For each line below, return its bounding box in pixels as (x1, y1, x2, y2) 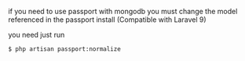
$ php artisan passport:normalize (8, 45, 122, 53)
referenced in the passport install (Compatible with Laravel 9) (8, 15, 207, 24)
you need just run (8, 30, 65, 39)
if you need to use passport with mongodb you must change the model (8, 7, 238, 16)
